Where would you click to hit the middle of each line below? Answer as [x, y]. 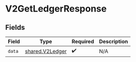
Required [83, 42]
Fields [15, 27]
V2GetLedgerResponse [56, 9]
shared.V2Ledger [46, 51]
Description [114, 42]
